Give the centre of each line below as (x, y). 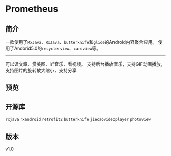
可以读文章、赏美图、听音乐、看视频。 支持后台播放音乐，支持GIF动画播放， (85, 64)
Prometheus (32, 9)
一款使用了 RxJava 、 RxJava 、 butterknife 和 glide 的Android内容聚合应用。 (81, 42)
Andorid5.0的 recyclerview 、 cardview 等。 (57, 48)
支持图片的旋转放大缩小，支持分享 (41, 70)
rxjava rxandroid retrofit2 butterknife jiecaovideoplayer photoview (78, 120)
